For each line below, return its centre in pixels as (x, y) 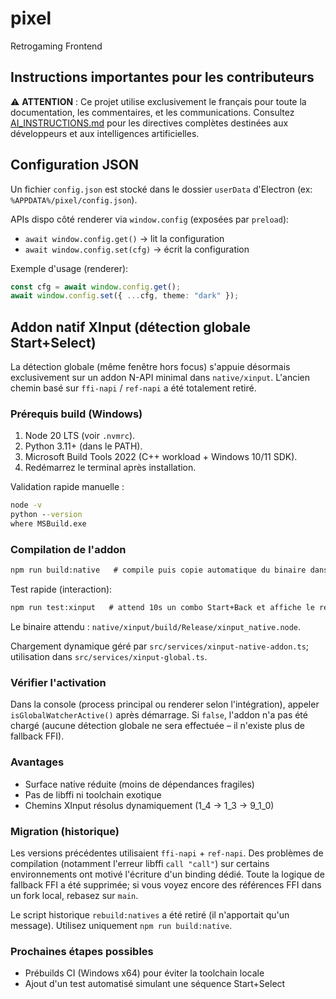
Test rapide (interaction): (61, 589)
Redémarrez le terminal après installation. (110, 468)
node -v (26, 505)
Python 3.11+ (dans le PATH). (83, 446)
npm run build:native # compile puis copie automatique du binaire (158, 570)
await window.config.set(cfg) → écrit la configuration (137, 249)
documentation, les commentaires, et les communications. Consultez (152, 112)
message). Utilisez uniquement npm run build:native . (121, 925)
